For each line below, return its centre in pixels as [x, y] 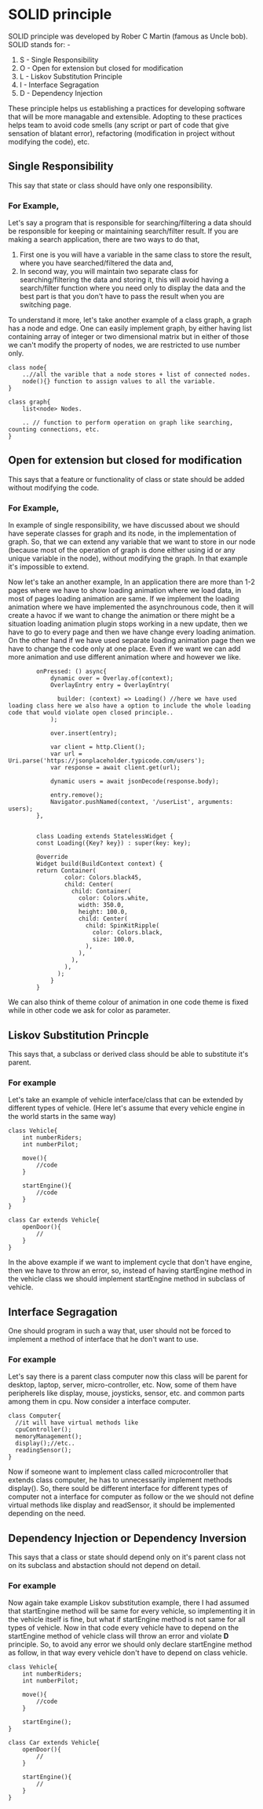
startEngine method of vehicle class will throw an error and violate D [119, 1636]
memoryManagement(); [49, 1437]
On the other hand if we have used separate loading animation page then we [132, 641]
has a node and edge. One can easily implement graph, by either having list [130, 328]
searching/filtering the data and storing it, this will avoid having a [124, 280]
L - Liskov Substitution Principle [71, 76]
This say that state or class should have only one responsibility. [111, 185]
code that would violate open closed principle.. [91, 713]
